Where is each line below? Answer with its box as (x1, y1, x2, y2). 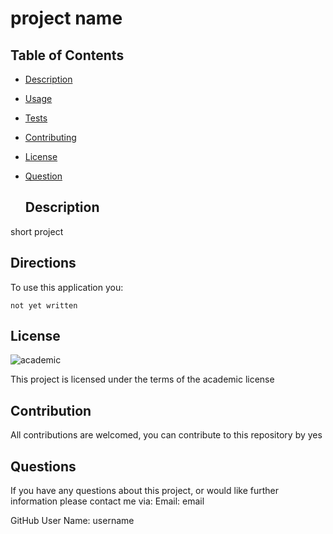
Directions (10, 255, 77, 272)
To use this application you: (10, 281, 124, 293)
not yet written (10, 300, 78, 311)
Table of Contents (10, 47, 125, 64)
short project (10, 225, 64, 237)
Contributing (24, 132, 77, 143)
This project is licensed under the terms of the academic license (10, 373, 275, 386)
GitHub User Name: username (10, 515, 135, 527)
